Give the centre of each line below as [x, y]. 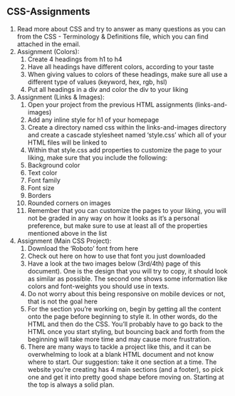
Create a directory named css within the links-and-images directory [127, 127]
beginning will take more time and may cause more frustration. [119, 339]
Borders [39, 195]
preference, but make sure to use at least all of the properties [117, 225]
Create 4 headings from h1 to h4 [75, 59]
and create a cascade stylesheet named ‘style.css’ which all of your [127, 135]
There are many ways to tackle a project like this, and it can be [119, 346]
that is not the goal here [62, 301]
